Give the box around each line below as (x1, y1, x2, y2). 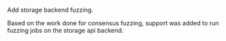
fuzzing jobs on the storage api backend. (7, 27, 124, 34)
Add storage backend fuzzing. (7, 6, 93, 14)
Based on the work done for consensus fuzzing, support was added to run (7, 19, 219, 27)
